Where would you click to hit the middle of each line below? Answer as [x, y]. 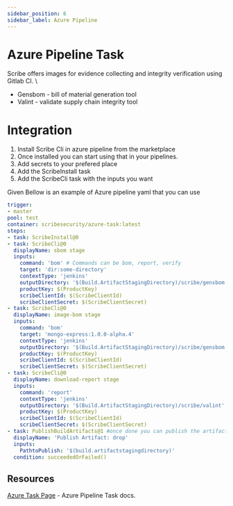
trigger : [20, 205]
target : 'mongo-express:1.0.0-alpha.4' [77, 334]
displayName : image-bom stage [57, 315]
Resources [31, 479]
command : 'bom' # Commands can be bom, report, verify [101, 263]
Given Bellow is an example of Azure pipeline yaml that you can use [104, 193]
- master [20, 212]
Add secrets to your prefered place [67, 164]
